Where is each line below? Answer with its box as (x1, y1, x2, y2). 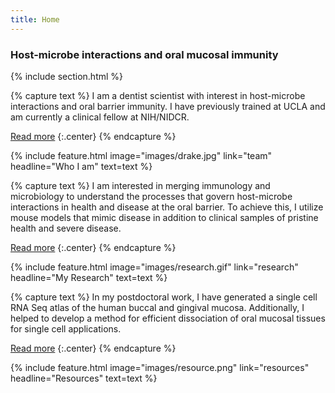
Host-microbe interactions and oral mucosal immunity (10, 47, 279, 61)
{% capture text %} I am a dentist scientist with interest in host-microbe (10, 89, 306, 101)
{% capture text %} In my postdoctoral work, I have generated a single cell (10, 291, 318, 303)
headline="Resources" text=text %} (10, 372, 158, 384)
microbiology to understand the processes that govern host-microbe (10, 190, 293, 202)
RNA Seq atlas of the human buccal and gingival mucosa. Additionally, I (10, 301, 305, 313)
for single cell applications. (10, 322, 122, 335)
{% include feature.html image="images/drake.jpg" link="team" (10, 149, 273, 161)
